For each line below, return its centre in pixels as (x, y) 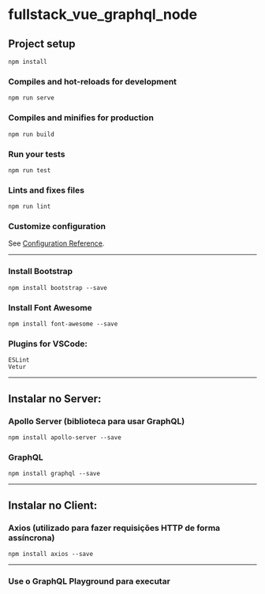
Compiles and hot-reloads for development (93, 81)
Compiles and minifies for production (81, 118)
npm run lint (30, 207)
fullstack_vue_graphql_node (103, 15)
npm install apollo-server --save (65, 438)
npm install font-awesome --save (63, 324)
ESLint (19, 360)
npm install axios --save (50, 555)
